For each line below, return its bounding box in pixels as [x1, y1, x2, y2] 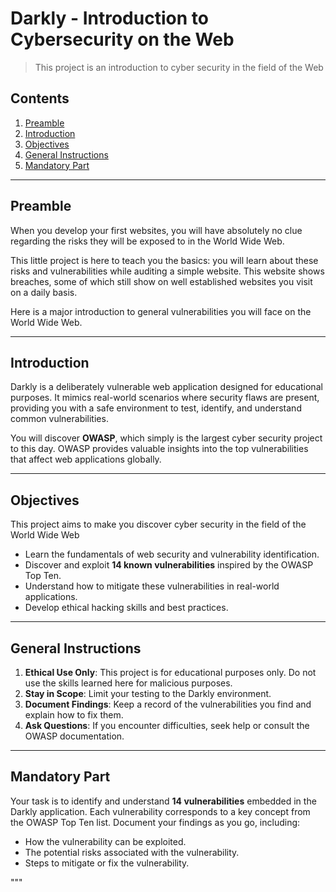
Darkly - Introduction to [10, 7, 209, 30]
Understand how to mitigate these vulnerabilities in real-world [24, 580, 280, 592]
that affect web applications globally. [10, 453, 162, 466]
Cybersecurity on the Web [10, 28, 235, 51]
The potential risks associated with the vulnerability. [24, 846, 240, 858]
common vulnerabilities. [10, 413, 109, 425]
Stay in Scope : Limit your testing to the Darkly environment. [24, 688, 272, 699]
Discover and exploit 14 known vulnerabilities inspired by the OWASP [24, 559, 314, 571]
